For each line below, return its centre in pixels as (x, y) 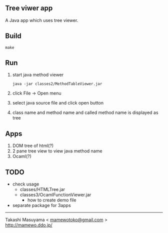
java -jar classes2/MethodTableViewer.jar (57, 84)
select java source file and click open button (58, 103)
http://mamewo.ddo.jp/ (29, 225)
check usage (26, 184)
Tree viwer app (29, 8)
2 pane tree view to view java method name (57, 151)
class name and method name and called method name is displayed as (85, 112)
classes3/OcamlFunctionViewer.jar (55, 195)
